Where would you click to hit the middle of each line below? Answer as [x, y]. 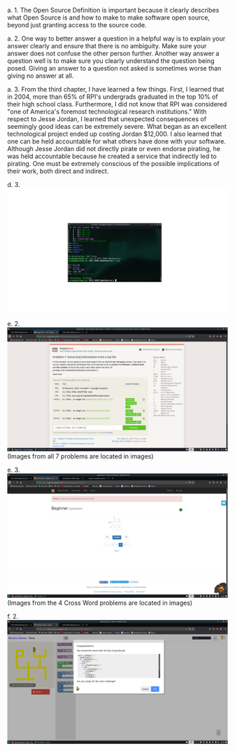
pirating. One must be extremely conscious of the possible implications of [113, 163]
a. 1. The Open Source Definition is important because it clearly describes [113, 10]
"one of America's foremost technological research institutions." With [107, 112]
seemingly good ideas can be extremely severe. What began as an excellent [117, 126]
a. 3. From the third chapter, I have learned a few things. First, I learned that [116, 89]
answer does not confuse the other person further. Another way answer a [113, 53]
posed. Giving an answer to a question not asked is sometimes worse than [114, 68]
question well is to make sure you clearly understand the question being [111, 61]
